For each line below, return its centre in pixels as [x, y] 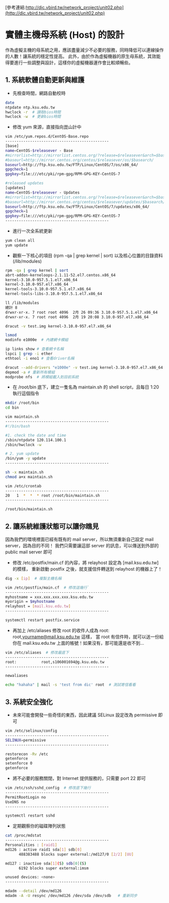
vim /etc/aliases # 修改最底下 [37, 652]
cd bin [12, 408]
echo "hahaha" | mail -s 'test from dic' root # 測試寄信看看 [71, 685]
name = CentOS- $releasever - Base [39, 150]
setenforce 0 [19, 763]
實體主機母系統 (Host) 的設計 [65, 35]
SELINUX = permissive [26, 740]
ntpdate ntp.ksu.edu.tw [30, 107]
